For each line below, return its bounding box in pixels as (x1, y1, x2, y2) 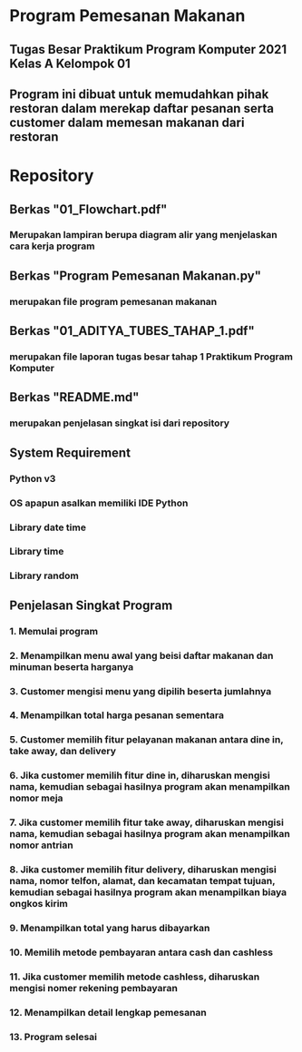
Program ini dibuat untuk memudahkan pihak (9, 86, 269, 102)
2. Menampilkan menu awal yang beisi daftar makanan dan (9, 649, 274, 662)
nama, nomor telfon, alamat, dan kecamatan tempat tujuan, (9, 875, 276, 888)
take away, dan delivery (9, 745, 116, 758)
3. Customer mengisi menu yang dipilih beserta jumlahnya (9, 684, 272, 697)
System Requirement (9, 445, 132, 460)
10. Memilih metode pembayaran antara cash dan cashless (9, 946, 274, 959)
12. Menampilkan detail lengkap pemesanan (9, 1006, 207, 1018)
